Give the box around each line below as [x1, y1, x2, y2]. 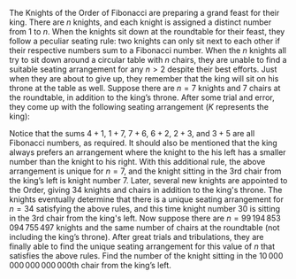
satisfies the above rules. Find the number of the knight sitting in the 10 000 [9, 251, 284, 260]
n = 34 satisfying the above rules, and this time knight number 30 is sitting [9, 204, 281, 213]
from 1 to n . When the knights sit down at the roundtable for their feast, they [9, 27, 285, 36]
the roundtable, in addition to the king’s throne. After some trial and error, [9, 92, 276, 103]
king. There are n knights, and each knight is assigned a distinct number [9, 17, 272, 27]
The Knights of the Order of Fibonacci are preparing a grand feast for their [9, 8, 280, 18]
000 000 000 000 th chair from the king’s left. [9, 260, 172, 270]
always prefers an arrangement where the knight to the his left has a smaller [9, 147, 286, 158]
